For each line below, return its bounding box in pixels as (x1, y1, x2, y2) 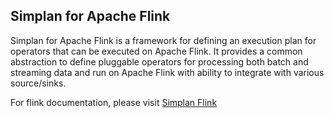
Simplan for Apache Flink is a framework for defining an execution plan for (10, 34, 317, 46)
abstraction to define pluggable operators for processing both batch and (10, 55, 309, 68)
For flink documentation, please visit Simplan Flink (10, 96, 218, 108)
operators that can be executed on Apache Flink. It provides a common (10, 45, 303, 57)
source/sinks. (10, 77, 67, 89)
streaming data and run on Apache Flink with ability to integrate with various (10, 66, 325, 78)
